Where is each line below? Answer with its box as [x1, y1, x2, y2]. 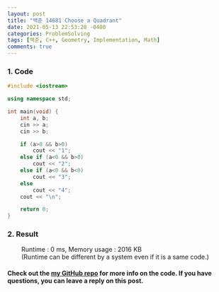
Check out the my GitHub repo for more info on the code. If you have [7, 269, 213, 278]
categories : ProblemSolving [7, 30, 91, 37]
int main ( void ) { [7, 108, 59, 115]
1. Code [7, 66, 34, 76]
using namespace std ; [7, 95, 72, 103]
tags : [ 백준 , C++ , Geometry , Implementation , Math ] [7, 37, 161, 44]
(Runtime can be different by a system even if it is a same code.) [21, 252, 209, 262]
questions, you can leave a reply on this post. [7, 276, 144, 285]
